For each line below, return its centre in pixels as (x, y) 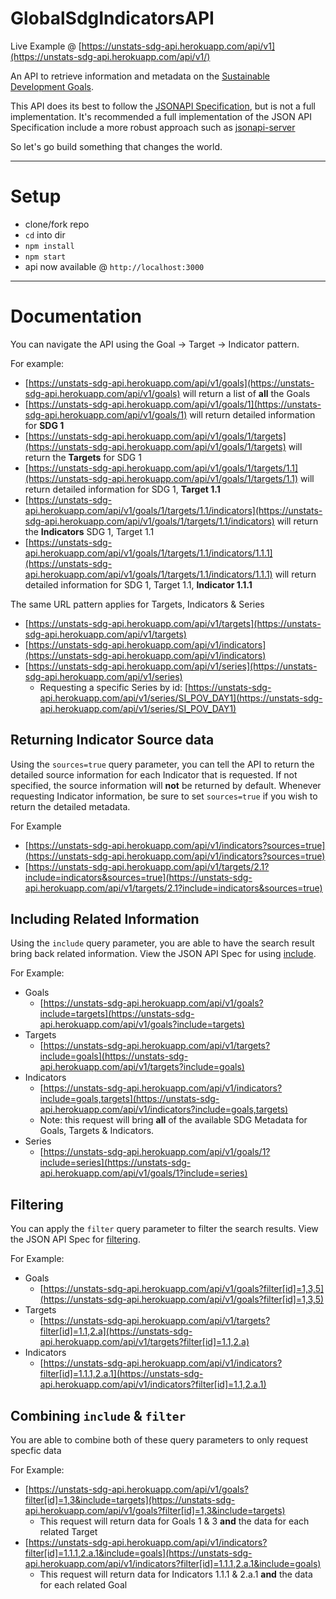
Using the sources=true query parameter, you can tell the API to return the (162, 764)
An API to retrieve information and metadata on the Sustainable (140, 76)
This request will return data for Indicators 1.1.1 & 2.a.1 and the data (176, 1574)
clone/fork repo (57, 224)
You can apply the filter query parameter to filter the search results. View (164, 1229)
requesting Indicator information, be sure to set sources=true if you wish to (164, 796)
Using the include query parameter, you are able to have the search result (162, 943)
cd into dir (45, 234)
